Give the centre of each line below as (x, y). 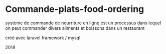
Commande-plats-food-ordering (75, 9)
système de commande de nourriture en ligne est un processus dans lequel (83, 23)
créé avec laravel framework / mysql (43, 38)
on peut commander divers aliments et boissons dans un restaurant (75, 28)
